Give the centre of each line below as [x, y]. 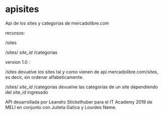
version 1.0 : [18, 62]
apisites [22, 9]
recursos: [15, 33]
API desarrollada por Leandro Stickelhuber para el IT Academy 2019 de [79, 102]
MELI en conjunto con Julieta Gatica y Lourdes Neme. [61, 107]
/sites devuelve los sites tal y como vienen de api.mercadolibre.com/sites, [82, 72]
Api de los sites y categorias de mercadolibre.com [57, 23]
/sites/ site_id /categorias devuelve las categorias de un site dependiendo [82, 87]
